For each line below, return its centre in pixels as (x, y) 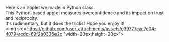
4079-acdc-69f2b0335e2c (34, 34)
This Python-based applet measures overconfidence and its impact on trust (84, 13)
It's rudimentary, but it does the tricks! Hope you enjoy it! (65, 23)
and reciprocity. (22, 18)
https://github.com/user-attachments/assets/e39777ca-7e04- (92, 29)
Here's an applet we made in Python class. (50, 7)
